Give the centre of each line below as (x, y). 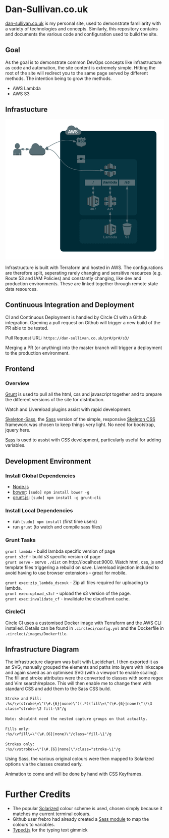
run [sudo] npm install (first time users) (55, 522)
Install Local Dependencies (39, 510)
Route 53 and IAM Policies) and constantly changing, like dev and (73, 278)
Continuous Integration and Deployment (70, 305)
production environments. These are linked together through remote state (82, 283)
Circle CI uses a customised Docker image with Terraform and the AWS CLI (83, 623)
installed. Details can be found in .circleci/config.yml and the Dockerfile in (84, 628)
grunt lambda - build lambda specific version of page (60, 551)
